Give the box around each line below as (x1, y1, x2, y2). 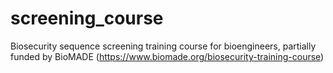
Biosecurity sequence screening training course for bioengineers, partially (10, 40, 317, 52)
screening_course (10, 7, 164, 30)
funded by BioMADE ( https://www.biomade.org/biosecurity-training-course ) (10, 50, 325, 62)
